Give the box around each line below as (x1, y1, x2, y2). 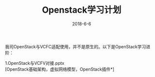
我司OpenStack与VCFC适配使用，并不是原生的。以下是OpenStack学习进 (5, 43, 151, 49)
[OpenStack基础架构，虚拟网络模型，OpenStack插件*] (5, 66, 114, 72)
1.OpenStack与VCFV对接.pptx (5, 60, 65, 66)
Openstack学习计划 (42, 4, 121, 16)
